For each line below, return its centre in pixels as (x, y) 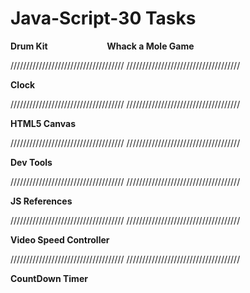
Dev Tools (31, 162)
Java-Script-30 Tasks (103, 18)
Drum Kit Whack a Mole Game (102, 46)
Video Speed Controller (60, 239)
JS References (41, 201)
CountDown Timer (49, 278)
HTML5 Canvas (43, 123)
